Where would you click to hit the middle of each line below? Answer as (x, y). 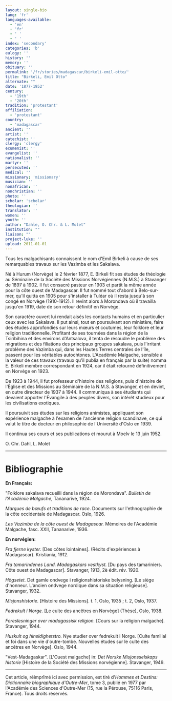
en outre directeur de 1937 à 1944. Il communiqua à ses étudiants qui (78, 392)
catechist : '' (20, 139)
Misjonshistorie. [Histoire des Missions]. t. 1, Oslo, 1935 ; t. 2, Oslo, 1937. (81, 601)
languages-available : (28, 20)
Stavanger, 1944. (23, 626)
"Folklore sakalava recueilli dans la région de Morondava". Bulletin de (78, 493)
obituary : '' (19, 67)
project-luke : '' (24, 239)
